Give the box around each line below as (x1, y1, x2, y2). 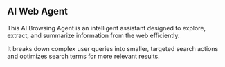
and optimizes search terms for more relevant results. (7, 52, 161, 60)
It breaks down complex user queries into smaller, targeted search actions (7, 44, 219, 52)
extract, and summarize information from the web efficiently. (7, 31, 180, 39)
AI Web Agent (7, 6, 68, 17)
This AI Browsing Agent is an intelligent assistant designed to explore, (7, 23, 206, 32)
